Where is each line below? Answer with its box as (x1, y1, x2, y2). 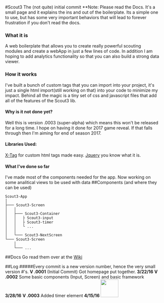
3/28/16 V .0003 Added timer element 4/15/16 (5, 292, 100, 298)
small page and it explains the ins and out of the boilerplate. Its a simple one (5, 9, 158, 15)
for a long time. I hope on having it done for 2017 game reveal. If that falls (5, 125, 153, 131)
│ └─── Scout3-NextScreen (5, 233, 63, 238)
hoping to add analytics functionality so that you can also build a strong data (5, 53, 160, 59)
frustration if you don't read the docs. (5, 20, 81, 25)
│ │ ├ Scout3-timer (5, 220, 54, 225)
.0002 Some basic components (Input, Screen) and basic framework (5, 274, 144, 280)
